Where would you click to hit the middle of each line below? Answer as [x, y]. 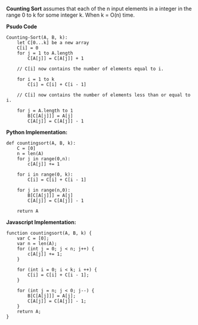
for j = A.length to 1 [45, 111]
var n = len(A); [37, 244]
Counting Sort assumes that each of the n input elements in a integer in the [99, 9]
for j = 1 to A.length [45, 53]
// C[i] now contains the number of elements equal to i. [90, 69]
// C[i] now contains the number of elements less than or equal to [104, 95]
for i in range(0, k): [45, 174]
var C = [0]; [33, 238]
